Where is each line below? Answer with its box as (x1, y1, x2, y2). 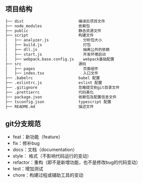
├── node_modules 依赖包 (5, 23, 90, 29)
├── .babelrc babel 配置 (5, 75, 100, 81)
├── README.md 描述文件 (5, 104, 94, 109)
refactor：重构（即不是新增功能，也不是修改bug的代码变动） (12, 160, 141, 166)
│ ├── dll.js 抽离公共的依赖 (5, 47, 110, 53)
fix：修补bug (12, 140, 40, 146)
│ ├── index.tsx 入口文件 (5, 71, 99, 76)
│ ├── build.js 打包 (5, 42, 91, 47)
